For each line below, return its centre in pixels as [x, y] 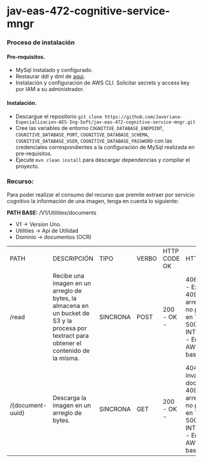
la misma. [66, 358]
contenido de [71, 351]
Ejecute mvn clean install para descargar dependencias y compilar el [103, 159]
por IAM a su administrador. [50, 89]
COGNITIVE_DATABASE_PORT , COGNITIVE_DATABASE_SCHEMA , [82, 134]
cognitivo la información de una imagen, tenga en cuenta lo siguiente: [93, 201]
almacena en [71, 306]
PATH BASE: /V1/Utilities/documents [52, 212]
